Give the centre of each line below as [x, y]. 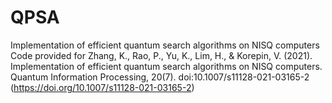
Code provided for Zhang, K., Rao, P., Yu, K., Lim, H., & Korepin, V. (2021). [161, 55]
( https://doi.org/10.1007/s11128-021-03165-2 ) [102, 87]
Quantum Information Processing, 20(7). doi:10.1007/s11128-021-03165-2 [160, 77]
